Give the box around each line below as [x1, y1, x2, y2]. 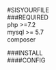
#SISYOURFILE [7, 6, 50, 14]
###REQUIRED [7, 13, 49, 21]
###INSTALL [7, 49, 43, 57]
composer [7, 35, 36, 44]
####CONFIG [7, 56, 46, 64]
